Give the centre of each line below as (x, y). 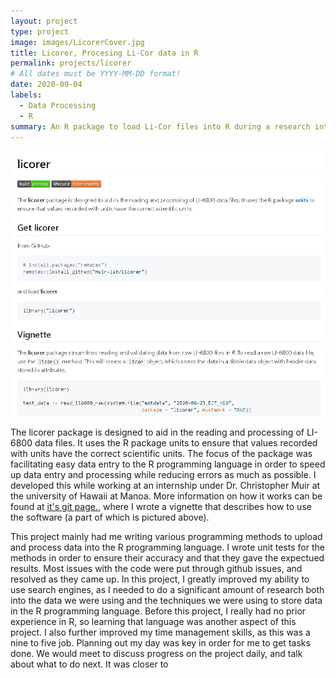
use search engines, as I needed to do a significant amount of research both (167, 589)
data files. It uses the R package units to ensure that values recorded (176, 442)
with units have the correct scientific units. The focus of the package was (161, 453)
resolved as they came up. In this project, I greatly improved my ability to (160, 579)
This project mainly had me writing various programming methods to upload (166, 536)
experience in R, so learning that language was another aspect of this (153, 621)
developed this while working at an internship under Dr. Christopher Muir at (165, 485)
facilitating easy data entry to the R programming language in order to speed (168, 464)
